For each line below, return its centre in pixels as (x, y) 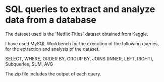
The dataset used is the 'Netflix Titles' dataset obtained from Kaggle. (77, 34)
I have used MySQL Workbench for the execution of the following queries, (82, 43)
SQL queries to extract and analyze (80, 9)
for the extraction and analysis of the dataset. (52, 49)
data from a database (51, 20)
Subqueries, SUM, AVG (29, 64)
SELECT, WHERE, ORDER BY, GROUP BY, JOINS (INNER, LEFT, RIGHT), (79, 58)
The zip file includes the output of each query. (53, 73)
